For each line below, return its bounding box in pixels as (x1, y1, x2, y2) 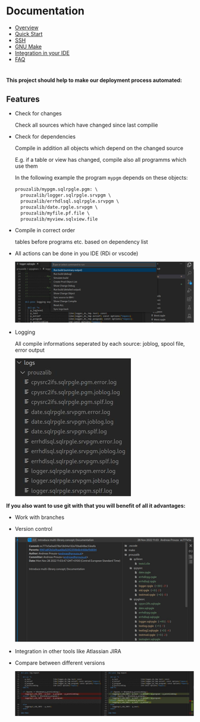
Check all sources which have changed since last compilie (14, 121, 158, 128)
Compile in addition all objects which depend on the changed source (14, 145, 183, 152)
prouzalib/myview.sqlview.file (20, 216, 98, 222)
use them (14, 162, 38, 170)
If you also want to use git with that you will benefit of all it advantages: (6, 502, 186, 509)
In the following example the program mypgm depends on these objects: (14, 174, 188, 181)
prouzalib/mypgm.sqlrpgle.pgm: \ (14, 186, 98, 192)
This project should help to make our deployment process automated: (6, 76, 183, 84)
